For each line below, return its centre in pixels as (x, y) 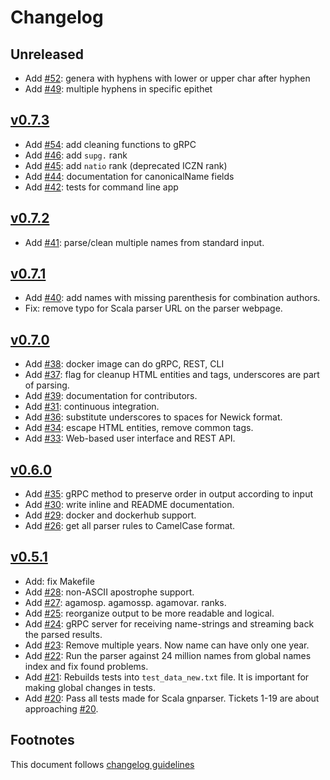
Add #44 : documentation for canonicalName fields (129, 176)
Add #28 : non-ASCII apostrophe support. (109, 592)
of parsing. (47, 385)
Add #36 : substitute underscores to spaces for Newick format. (153, 417)
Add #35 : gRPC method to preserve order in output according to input (169, 494)
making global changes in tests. (90, 687)
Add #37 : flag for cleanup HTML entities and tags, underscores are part (172, 375)
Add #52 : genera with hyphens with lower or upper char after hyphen (167, 78)
